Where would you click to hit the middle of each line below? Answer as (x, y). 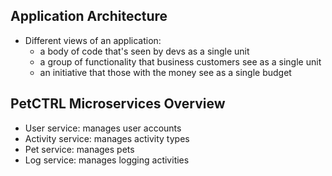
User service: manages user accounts (103, 128)
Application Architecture (89, 16)
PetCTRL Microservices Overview (118, 104)
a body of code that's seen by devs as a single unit (144, 51)
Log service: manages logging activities (107, 160)
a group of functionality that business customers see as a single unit (180, 61)
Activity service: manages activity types (107, 138)
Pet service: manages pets (79, 149)
